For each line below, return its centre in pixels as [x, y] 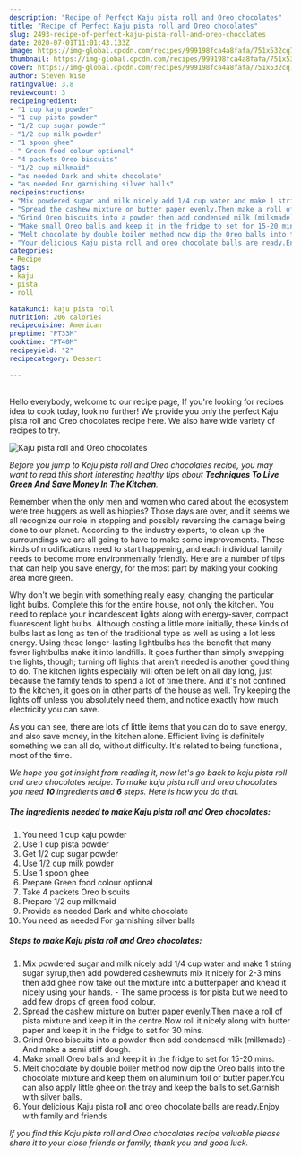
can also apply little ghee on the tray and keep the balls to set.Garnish [151, 1087]
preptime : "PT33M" [43, 334]
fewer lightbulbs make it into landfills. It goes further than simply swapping [147, 652]
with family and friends [64, 1116]
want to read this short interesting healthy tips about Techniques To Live [144, 474]
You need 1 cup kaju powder [74, 834]
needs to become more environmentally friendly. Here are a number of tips [147, 558]
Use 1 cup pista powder [65, 844]
